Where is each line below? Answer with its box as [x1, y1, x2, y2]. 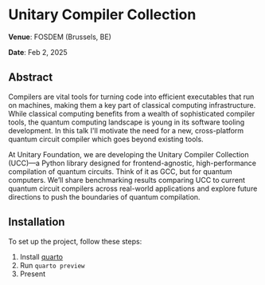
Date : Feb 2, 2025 [8, 47, 68, 57]
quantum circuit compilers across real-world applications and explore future [8, 184, 258, 193]
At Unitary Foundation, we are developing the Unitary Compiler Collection [8, 149, 249, 159]
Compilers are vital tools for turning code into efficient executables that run [8, 92, 255, 101]
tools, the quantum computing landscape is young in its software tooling [8, 117, 245, 127]
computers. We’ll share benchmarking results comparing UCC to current [8, 175, 245, 184]
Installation [8, 216, 65, 229]
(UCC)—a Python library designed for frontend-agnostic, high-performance [8, 158, 257, 168]
